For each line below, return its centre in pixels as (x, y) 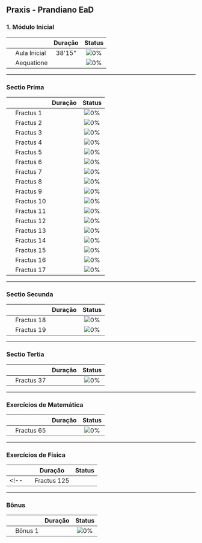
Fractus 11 (31, 211)
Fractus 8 (29, 182)
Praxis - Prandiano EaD (50, 10)
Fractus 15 (31, 250)
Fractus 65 (31, 430)
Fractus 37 (31, 380)
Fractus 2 (29, 122)
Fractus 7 (29, 171)
